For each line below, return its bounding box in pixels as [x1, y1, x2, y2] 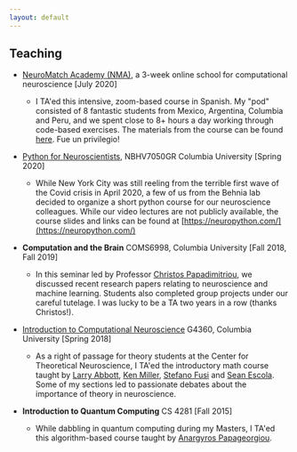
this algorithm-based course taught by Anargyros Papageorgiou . [35, 432, 273, 443]
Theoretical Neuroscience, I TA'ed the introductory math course [35, 360, 269, 371]
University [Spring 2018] [21, 334, 112, 344]
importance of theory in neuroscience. [35, 389, 176, 400]
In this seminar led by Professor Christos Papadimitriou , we [35, 269, 253, 280]
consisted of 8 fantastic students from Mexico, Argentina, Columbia [35, 106, 284, 117]
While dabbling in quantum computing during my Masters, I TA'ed [35, 424, 276, 434]
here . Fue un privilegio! [35, 134, 120, 145]
